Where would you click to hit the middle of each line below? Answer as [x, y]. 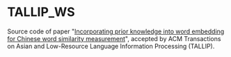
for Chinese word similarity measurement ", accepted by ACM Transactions [114, 38]
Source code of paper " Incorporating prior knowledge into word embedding [116, 31]
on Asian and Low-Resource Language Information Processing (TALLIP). [111, 46]
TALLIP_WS [41, 12]
